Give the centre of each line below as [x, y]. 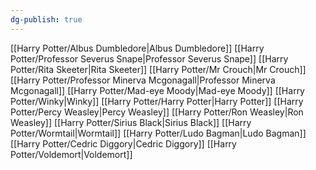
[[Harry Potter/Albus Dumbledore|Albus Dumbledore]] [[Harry [137, 48]
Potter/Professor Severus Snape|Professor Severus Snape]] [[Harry [149, 58]
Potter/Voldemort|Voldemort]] [71, 154]
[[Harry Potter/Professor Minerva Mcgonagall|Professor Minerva [143, 80]
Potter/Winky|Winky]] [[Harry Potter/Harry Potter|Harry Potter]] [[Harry [157, 101]
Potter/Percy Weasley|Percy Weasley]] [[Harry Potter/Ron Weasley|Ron [157, 112]
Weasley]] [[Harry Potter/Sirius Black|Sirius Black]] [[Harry [131, 122]
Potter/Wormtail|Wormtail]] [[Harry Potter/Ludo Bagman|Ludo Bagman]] [158, 133]
